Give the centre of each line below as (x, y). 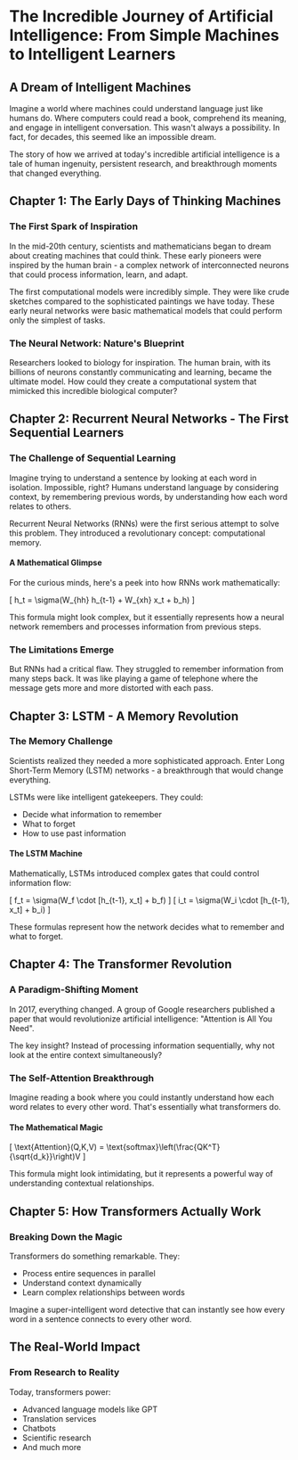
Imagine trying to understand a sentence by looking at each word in (133, 478)
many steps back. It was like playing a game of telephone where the (134, 678)
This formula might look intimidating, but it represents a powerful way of (141, 1174)
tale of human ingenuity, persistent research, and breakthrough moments (143, 164)
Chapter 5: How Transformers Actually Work (135, 1211)
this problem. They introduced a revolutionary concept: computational (137, 533)
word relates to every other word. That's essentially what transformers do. (145, 1107)
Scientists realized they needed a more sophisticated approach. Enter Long (147, 760)
